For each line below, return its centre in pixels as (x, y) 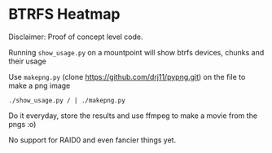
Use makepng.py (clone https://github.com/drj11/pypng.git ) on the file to (127, 76)
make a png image (39, 85)
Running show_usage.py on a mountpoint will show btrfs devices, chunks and (136, 52)
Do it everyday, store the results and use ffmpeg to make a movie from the (133, 116)
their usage (27, 61)
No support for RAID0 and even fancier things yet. (92, 140)
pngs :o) (22, 124)
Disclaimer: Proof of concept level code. (76, 37)
